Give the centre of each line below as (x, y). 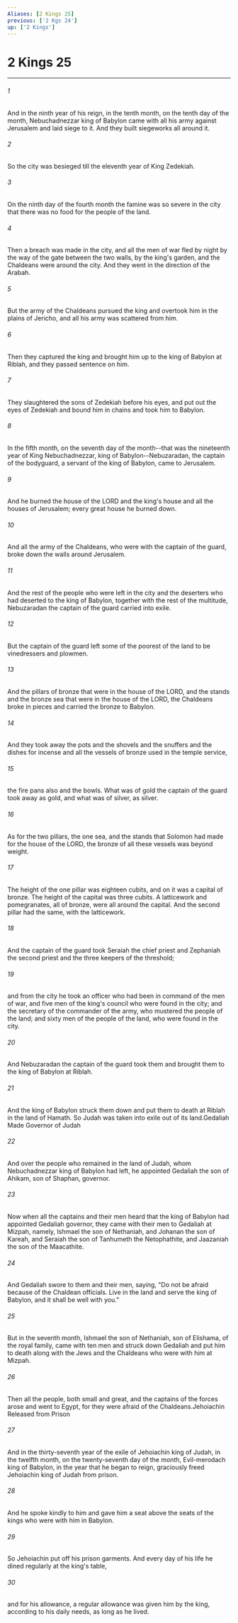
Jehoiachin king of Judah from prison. (63, 1474)
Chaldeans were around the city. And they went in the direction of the (109, 265)
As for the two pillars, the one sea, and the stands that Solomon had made (115, 836)
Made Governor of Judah (44, 1125)
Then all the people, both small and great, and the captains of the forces (113, 1399)
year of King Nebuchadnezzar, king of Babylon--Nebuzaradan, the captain (116, 455)
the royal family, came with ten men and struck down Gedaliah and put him (116, 1346)
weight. (18, 851)
